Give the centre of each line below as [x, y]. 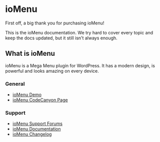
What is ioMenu [30, 54]
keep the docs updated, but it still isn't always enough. [61, 38]
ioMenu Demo [27, 95]
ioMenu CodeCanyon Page [40, 100]
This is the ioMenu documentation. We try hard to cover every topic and [79, 32]
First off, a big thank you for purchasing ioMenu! [55, 23]
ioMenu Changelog [32, 134]
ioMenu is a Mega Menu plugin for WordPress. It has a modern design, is [80, 65]
